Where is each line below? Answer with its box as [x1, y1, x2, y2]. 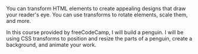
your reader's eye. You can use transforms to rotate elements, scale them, [6, 11, 188, 18]
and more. [6, 18, 32, 24]
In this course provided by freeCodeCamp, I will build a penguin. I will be [6, 29, 184, 36]
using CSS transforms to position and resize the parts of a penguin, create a [6, 35, 193, 42]
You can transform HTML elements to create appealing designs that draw [6, 5, 186, 12]
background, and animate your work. [6, 41, 97, 48]
